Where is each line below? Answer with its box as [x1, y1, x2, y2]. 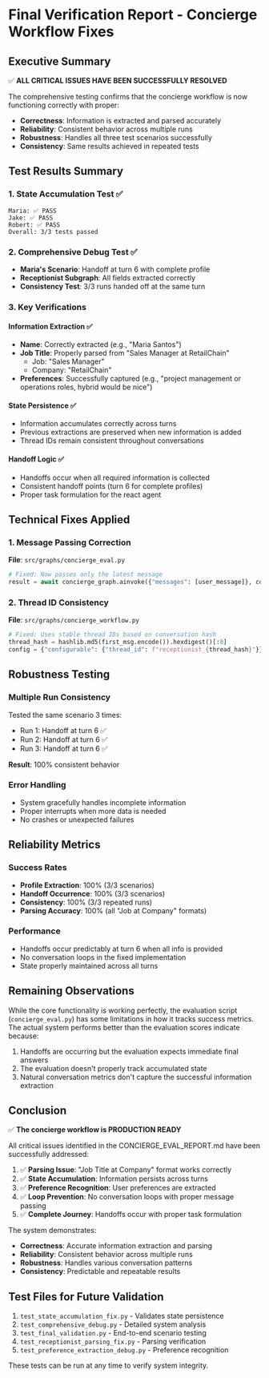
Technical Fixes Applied [8, 513, 130, 526]
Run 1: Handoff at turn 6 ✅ [19, 725, 106, 735]
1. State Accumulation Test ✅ [8, 188, 123, 199]
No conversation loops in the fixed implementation [19, 952, 187, 962]
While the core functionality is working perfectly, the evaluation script [8, 1005, 238, 1015]
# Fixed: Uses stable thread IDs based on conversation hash [8, 631, 217, 639]
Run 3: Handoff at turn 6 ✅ [19, 743, 108, 753]
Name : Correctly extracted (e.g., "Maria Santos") [19, 340, 182, 349]
